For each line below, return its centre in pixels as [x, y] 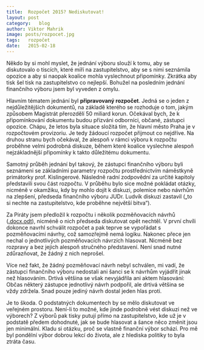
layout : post [23, 18]
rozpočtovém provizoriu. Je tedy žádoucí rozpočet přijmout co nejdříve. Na [100, 133]
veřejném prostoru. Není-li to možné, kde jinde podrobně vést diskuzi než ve [102, 309]
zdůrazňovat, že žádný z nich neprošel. [56, 253]
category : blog [28, 23]
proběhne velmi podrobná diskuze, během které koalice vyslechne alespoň [100, 146]
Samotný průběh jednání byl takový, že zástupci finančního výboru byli [95, 164]
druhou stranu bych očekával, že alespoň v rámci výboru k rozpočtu [92, 139]
